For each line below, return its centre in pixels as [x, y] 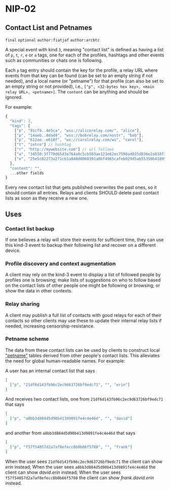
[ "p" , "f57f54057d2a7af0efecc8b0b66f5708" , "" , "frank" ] [71, 447]
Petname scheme [27, 339]
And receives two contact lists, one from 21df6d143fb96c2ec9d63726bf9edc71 [84, 399]
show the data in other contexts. [39, 291]
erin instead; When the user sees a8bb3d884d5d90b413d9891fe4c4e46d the [80, 467]
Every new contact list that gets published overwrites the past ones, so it [81, 187]
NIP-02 [21, 9]
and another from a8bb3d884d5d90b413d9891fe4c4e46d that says [70, 433]
